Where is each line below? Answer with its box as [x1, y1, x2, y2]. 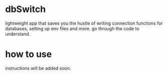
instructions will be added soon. [5, 65, 71, 71]
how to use [5, 49, 52, 60]
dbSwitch [5, 4, 46, 15]
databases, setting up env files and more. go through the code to [5, 25, 139, 31]
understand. [5, 31, 31, 37]
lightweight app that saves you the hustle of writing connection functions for [5, 20, 163, 26]
